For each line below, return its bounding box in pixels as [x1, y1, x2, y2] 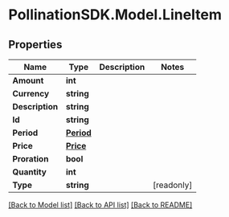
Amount [12, 75, 44, 86]
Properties [8, 38, 63, 51]
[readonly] [152, 179, 193, 190]
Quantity [12, 166, 47, 178]
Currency [12, 88, 50, 99]
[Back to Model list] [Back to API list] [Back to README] [8, 200, 193, 210]
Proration [12, 154, 49, 164]
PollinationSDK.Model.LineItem [8, 6, 223, 24]
